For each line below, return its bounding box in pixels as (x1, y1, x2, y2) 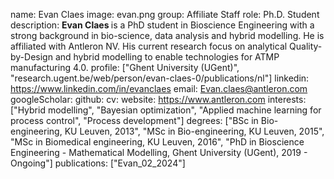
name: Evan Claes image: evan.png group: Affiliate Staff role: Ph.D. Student (10, 9, 320, 20)
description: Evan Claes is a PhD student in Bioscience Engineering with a (10, 19, 315, 31)
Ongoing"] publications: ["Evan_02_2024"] (10, 157, 186, 169)
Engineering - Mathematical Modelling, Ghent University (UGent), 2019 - (10, 147, 308, 158)
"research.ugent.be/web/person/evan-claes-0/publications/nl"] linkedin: (10, 72, 310, 84)
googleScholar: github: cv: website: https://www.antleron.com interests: (10, 94, 307, 105)
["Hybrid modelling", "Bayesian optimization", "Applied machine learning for (10, 104, 322, 116)
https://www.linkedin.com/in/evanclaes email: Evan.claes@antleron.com (10, 83, 308, 94)
